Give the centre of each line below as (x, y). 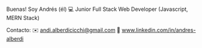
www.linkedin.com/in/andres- (158, 30)
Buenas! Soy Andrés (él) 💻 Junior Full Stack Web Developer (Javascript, (97, 9)
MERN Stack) (23, 18)
